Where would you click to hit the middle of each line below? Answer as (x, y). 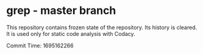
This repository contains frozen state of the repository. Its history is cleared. (101, 27)
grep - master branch (61, 11)
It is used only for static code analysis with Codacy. (71, 33)
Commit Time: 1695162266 (40, 46)
